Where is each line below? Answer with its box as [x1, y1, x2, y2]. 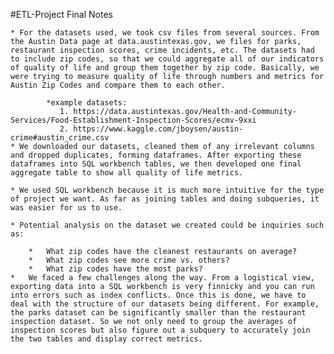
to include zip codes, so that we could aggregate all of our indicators [10, 54, 325, 64]
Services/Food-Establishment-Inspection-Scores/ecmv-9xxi [10, 115, 257, 125]
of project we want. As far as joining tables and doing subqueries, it [10, 194, 320, 204]
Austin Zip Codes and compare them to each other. [10, 80, 226, 90]
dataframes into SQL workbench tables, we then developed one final [10, 159, 302, 169]
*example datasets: [46, 98, 128, 108]
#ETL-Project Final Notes [10, 9, 113, 20]
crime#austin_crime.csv [10, 133, 110, 143]
